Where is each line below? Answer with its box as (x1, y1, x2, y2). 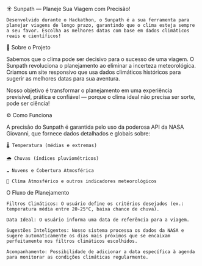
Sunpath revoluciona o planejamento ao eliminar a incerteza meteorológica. (6, 62, 197, 69)
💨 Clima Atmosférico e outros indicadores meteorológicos (6, 178, 157, 184)
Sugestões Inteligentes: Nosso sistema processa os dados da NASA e (6, 228, 184, 234)
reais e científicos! (6, 33, 62, 39)
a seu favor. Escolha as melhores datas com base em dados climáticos (6, 27, 190, 34)
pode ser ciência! (6, 100, 50, 107)
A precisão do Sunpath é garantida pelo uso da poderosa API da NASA (6, 123, 184, 131)
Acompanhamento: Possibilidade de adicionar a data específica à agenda (6, 249, 195, 255)
